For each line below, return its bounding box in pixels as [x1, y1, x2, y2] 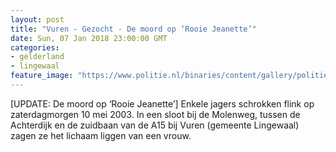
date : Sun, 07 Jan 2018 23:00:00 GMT [10, 33, 168, 43]
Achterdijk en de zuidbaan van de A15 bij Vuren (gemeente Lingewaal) [10, 119, 300, 131]
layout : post [10, 14, 65, 25]
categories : [10, 42, 60, 53]
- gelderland [10, 52, 65, 62]
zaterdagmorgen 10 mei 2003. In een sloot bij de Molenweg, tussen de [10, 108, 301, 120]
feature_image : [10, 71, 74, 81]
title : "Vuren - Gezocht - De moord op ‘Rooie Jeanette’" [10, 24, 257, 34]
